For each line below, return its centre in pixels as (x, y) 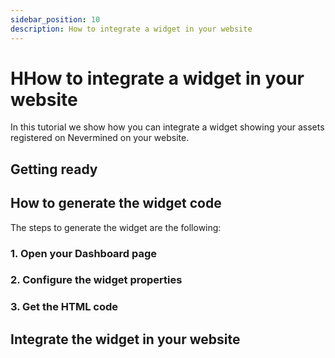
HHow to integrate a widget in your (157, 78)
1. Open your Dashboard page (84, 253)
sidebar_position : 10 (55, 19)
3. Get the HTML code (64, 307)
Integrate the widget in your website (125, 339)
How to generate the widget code (116, 203)
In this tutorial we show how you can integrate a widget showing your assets (167, 127)
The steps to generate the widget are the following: (116, 227)
